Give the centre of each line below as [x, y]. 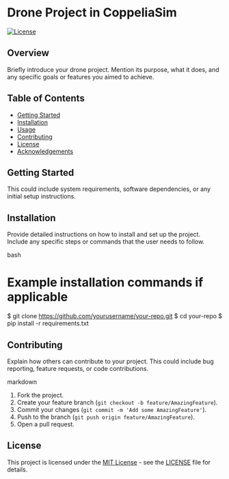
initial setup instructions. [42, 196]
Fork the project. [40, 395]
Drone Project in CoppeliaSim [92, 13]
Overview [28, 53]
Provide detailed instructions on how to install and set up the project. [104, 235]
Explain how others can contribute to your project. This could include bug [110, 361]
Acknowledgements [45, 151]
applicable [38, 297]
